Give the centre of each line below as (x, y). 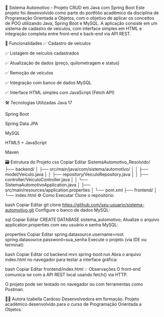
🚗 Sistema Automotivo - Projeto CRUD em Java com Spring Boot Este (75, 8)
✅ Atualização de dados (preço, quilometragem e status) (62, 63)
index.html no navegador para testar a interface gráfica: (61, 259)
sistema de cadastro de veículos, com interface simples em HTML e (73, 29)
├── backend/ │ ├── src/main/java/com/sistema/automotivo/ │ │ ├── (77, 169)
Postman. (15, 289)
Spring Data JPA (22, 124)
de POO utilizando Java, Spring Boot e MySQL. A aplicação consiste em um (81, 23)
